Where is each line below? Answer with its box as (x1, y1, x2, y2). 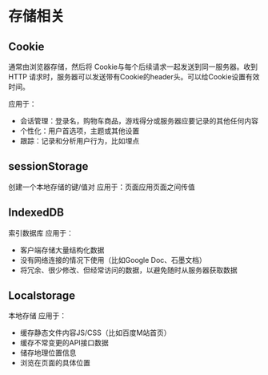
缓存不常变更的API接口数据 (19, 338, 110, 348)
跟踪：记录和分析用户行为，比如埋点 (19, 136, 140, 145)
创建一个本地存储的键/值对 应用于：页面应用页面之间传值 (8, 182, 195, 192)
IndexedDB (8, 206, 64, 220)
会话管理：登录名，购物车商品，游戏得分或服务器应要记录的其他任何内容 (19, 116, 258, 125)
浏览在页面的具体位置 (19, 358, 90, 368)
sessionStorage (8, 159, 89, 173)
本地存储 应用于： (8, 311, 66, 321)
